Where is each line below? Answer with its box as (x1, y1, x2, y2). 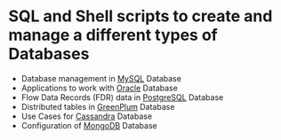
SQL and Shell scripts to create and (8, 6, 273, 27)
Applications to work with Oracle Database (20, 82, 179, 93)
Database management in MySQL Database (20, 73, 181, 83)
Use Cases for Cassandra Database (20, 111, 153, 121)
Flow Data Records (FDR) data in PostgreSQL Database (20, 91, 224, 103)
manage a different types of (8, 25, 219, 45)
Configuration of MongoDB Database (20, 120, 157, 130)
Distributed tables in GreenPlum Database (20, 101, 175, 112)
